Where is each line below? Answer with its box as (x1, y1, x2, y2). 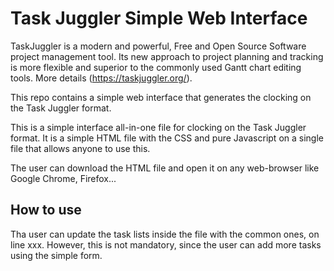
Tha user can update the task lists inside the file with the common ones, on (10, 228, 320, 240)
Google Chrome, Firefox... (10, 172, 117, 184)
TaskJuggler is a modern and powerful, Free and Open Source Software (10, 40, 307, 52)
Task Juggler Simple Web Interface (10, 7, 308, 30)
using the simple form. (10, 249, 103, 261)
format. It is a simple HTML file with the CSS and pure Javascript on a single (10, 132, 324, 144)
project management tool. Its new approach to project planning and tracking (10, 50, 324, 62)
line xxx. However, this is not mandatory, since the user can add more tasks (10, 238, 322, 251)
